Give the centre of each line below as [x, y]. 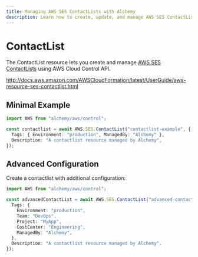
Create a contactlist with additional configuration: [66, 178]
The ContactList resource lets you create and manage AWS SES [83, 62]
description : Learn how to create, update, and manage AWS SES [85, 17]
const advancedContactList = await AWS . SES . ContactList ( [77, 200]
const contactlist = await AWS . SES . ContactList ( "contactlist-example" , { [99, 129]
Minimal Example [38, 105]
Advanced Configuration [52, 164]
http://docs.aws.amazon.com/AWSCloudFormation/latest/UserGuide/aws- [96, 80]
